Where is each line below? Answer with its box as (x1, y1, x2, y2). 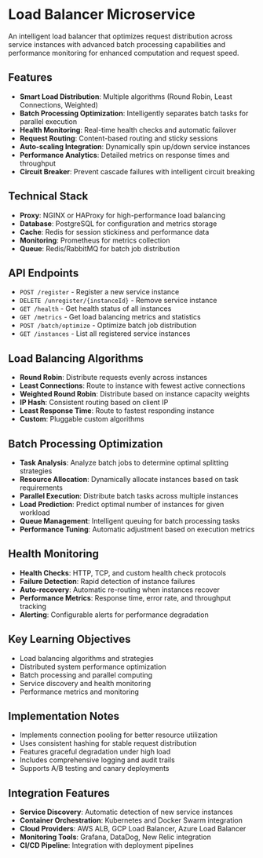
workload (19, 508, 50, 517)
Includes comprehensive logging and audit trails (19, 755, 175, 765)
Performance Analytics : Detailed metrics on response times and (19, 150, 230, 159)
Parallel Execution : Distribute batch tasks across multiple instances (19, 491, 239, 500)
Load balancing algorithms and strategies (19, 653, 155, 663)
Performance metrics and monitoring (19, 687, 140, 696)
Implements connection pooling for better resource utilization (19, 730, 218, 739)
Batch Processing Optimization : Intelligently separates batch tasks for (19, 108, 249, 118)
